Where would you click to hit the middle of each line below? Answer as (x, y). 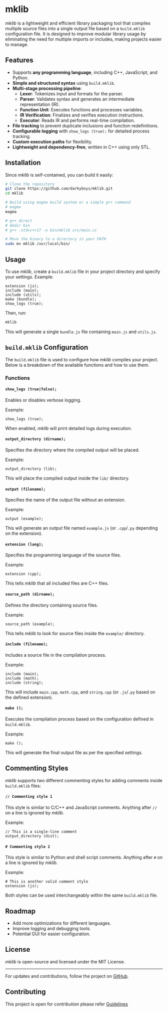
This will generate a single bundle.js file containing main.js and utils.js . (81, 332)
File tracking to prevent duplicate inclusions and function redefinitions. (85, 125)
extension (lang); (24, 544)
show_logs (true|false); (31, 389)
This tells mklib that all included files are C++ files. (57, 584)
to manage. (17, 44)
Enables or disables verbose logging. (43, 400)
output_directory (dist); (32, 836)
